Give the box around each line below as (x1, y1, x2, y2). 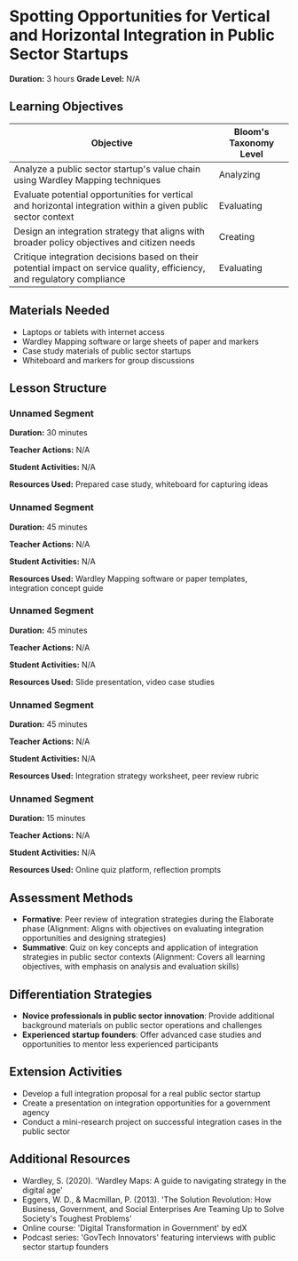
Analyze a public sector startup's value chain (13, 163, 201, 175)
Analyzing (218, 168, 261, 180)
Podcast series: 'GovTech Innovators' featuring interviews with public (21, 1232, 277, 1242)
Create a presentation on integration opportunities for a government (21, 1097, 271, 1108)
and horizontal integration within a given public (13, 199, 208, 211)
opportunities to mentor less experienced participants (21, 1039, 219, 1050)
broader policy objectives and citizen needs (13, 235, 196, 248)
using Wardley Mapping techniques (13, 173, 161, 186)
